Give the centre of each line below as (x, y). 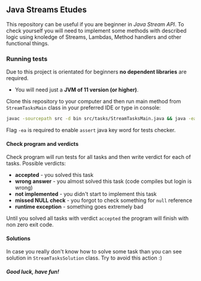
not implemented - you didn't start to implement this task (86, 194)
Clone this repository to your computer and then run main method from (94, 102)
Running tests (27, 59)
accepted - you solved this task (54, 175)
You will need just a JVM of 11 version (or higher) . (77, 90)
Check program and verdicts (42, 143)
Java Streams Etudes (46, 10)
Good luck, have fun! (33, 271)
